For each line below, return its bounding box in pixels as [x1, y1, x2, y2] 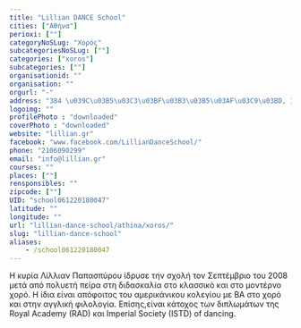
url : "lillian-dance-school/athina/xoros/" [9, 221, 175, 230]
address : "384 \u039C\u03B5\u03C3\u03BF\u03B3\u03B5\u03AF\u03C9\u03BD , [9, 96, 287, 105]
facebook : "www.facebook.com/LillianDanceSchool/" [9, 138, 202, 147]
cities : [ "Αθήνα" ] [9, 21, 78, 30]
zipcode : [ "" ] [9, 188, 63, 197]
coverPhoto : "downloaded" [9, 122, 110, 130]
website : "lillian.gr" [9, 130, 94, 139]
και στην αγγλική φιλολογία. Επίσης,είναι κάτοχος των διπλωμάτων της [9, 299, 279, 309]
